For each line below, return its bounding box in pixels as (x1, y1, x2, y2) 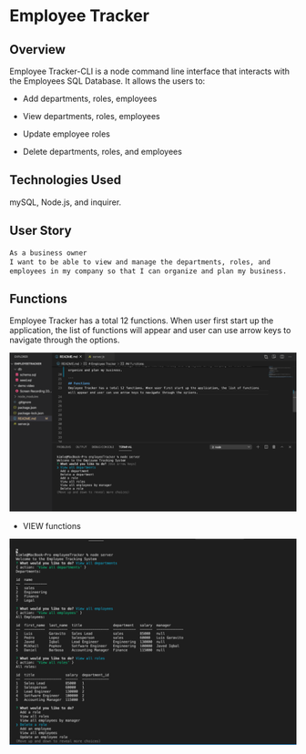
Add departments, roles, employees (22, 93, 158, 104)
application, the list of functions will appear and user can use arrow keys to (9, 325, 291, 336)
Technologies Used (9, 172, 121, 188)
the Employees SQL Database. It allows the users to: (9, 76, 206, 87)
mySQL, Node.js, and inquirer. (9, 197, 122, 208)
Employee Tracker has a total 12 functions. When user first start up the (9, 315, 274, 326)
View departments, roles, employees (22, 111, 161, 121)
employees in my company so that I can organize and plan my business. (9, 266, 287, 276)
